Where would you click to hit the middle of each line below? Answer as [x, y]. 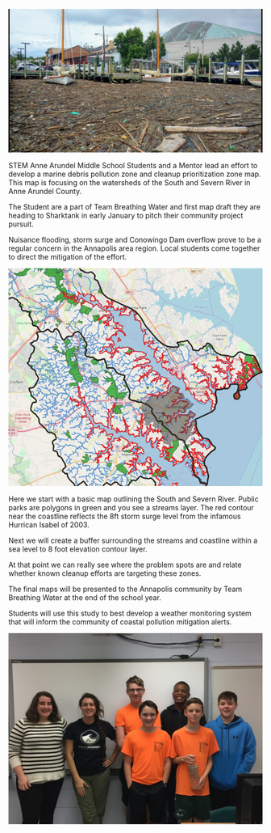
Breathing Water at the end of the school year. [85, 597]
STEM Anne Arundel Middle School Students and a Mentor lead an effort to [133, 165]
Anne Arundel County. [45, 191]
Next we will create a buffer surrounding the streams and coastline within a [133, 540]
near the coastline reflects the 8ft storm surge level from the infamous [125, 516]
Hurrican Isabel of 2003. [49, 524]
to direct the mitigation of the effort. [68, 256]
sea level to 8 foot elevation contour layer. [78, 549]
